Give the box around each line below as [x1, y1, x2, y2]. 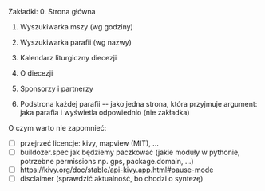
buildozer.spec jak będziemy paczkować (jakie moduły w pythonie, [19, 147, 241, 158]
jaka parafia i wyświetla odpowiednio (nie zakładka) [19, 107, 190, 117]
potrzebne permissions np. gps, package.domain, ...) [19, 157, 194, 166]
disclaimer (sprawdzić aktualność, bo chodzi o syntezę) [19, 174, 204, 184]
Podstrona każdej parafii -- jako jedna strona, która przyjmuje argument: [19, 99, 258, 108]
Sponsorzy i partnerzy [19, 84, 93, 93]
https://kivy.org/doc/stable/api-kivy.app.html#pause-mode [19, 165, 214, 174]
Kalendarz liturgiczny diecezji [19, 53, 117, 62]
